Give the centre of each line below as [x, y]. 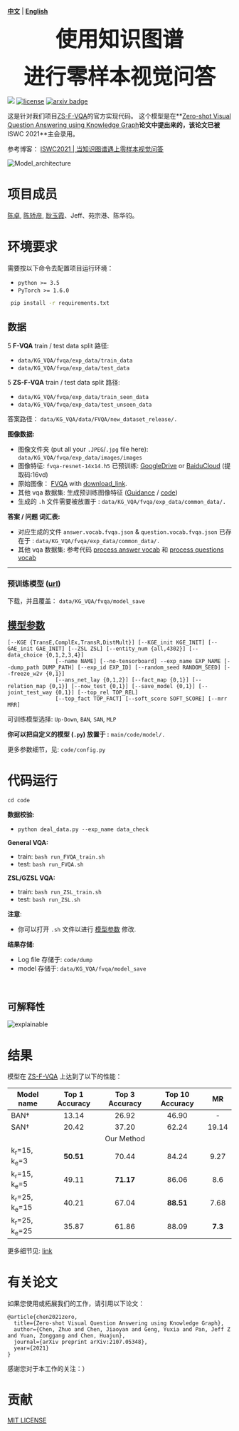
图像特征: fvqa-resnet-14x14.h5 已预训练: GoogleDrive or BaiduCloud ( [121, 465]
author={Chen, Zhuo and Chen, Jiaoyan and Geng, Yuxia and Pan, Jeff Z [122, 1329]
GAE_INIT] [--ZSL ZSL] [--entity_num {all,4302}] [111, 649]
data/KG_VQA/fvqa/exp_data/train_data [75, 360]
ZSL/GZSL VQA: [31, 878]
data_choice [25, 655]
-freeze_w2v [25, 674]
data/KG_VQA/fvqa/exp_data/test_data [74, 368]
